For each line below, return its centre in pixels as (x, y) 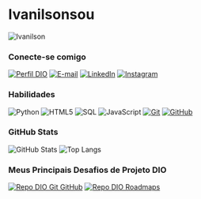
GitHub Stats (33, 132)
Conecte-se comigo (47, 57)
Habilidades (32, 95)
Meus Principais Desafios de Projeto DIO (87, 170)
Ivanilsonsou (51, 15)
